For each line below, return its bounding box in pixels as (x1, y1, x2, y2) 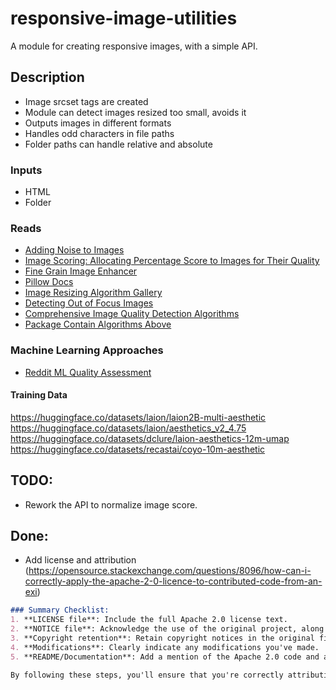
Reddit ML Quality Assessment (24, 366, 152, 378)
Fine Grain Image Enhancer (24, 265, 138, 277)
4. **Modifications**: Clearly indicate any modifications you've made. (10, 642, 320, 652)
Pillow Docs (24, 276, 74, 288)
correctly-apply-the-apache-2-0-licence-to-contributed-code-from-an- (24, 575, 323, 587)
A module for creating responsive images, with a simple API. (10, 40, 258, 52)
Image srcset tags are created (24, 95, 149, 107)
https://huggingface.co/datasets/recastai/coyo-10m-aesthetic (10, 443, 266, 455)
